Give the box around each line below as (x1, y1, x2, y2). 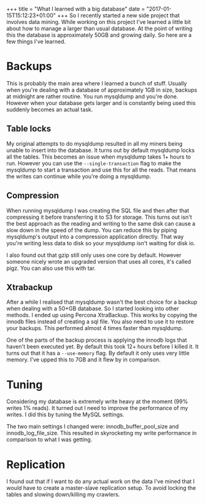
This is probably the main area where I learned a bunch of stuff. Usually (6, 79, 187, 87)
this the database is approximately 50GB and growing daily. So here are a (6, 31, 192, 39)
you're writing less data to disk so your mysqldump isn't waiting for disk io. (6, 239, 196, 246)
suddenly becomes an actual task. (6, 106, 93, 113)
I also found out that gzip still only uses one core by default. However (6, 251, 182, 259)
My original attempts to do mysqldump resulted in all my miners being (6, 140, 183, 147)
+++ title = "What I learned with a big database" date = (6, 6, 145, 12)
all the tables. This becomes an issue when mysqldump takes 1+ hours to (6, 153, 191, 160)
